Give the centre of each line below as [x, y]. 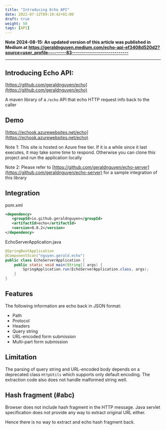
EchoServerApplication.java [33, 242]
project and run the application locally [44, 157]
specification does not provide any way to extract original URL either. [75, 412]
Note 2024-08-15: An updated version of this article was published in [78, 42]
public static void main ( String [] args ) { [58, 265]
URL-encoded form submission [44, 336]
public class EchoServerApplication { [45, 260]
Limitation [21, 357]
